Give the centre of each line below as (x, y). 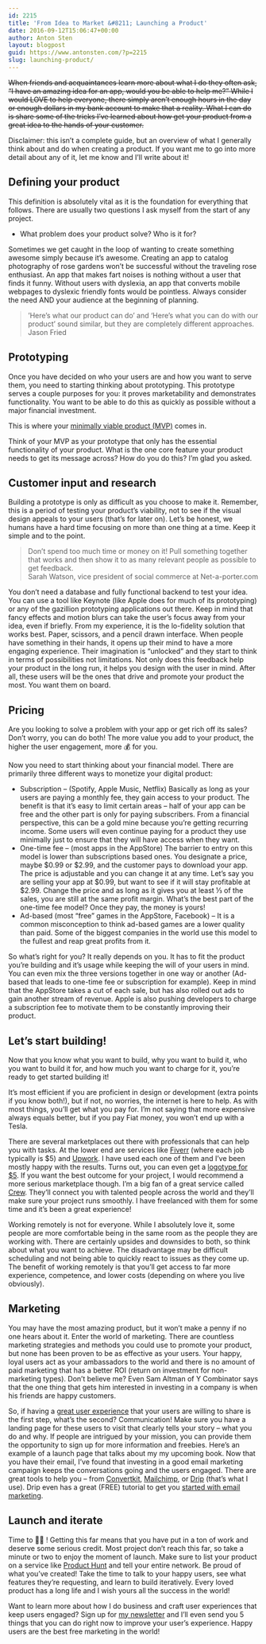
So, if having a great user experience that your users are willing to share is (130, 1411)
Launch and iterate (56, 1521)
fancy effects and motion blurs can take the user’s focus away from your (127, 617)
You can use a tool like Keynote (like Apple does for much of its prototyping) (133, 601)
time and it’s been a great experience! (70, 1209)
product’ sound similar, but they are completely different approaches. (141, 324)
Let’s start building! (58, 1040)
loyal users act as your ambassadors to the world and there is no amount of (132, 1362)
